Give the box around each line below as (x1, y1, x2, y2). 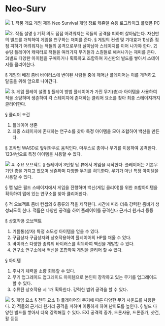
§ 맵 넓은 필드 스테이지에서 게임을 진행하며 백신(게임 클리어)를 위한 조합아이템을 (5, 184, 158, 190)
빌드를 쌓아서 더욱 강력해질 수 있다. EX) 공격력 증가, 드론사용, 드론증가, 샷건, (14, 309, 160, 315)
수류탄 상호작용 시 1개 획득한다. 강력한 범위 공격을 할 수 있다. (12, 286, 128, 292)
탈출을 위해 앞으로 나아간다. (5, 78, 58, 84)
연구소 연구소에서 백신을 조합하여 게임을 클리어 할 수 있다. (12, 247, 123, 253)
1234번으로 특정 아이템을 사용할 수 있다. (5, 151, 82, 157)
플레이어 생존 (12, 122, 38, 128)
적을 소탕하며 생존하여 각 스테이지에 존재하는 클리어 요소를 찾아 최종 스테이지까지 (5, 94, 161, 100)
